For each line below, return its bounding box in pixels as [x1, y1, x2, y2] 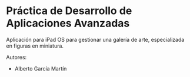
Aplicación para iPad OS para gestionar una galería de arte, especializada [6, 36, 185, 43]
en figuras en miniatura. [6, 42, 64, 49]
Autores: [6, 53, 27, 61]
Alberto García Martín [14, 65, 67, 72]
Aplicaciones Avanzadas [6, 16, 130, 30]
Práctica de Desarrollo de [6, 4, 132, 18]
